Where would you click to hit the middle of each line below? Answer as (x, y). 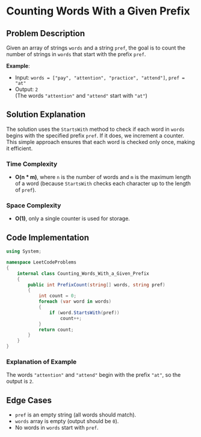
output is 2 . (20, 382)
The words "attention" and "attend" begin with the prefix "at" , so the (94, 375)
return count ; (56, 330)
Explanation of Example (42, 362)
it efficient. (20, 148)
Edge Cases (29, 400)
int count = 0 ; (57, 296)
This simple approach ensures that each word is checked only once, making (101, 142)
